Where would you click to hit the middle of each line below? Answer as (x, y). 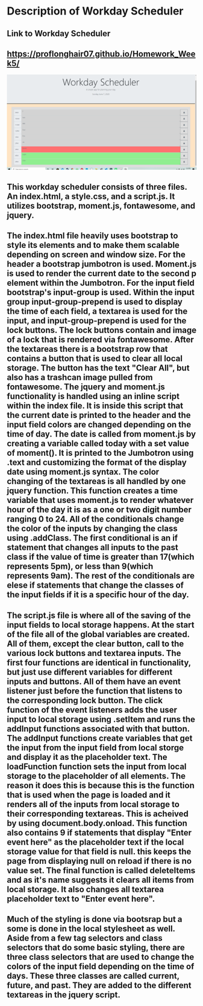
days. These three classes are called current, (93, 975)
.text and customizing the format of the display (97, 463)
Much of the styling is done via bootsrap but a (95, 919)
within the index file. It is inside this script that (95, 406)
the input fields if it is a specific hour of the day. (98, 595)
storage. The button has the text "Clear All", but (98, 368)
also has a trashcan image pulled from (80, 378)
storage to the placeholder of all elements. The (96, 776)
